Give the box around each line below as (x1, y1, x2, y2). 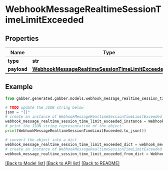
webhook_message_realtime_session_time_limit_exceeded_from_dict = (5, 151, 149, 156)
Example (5, 83, 33, 91)
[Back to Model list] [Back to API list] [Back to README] (5, 160, 120, 166)
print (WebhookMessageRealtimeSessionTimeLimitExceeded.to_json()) (5, 128, 146, 133)
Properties (5, 34, 39, 43)
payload (7, 66, 27, 72)
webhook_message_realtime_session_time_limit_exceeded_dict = (5, 142, 137, 147)
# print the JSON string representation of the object (5, 124, 122, 129)
